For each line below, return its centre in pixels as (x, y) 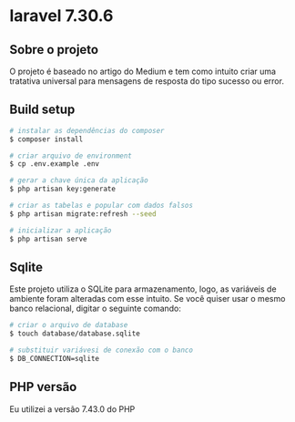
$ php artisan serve (49, 239)
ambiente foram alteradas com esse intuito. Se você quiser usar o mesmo (147, 299)
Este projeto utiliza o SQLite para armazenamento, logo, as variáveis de (143, 289)
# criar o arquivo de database (69, 325)
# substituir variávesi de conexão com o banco (102, 350)
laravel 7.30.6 (61, 16)
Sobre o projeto (54, 50)
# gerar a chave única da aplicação (79, 180)
